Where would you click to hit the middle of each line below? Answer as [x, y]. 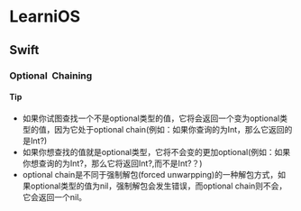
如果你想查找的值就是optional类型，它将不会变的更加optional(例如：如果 [156, 151]
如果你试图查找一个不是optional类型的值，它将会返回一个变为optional [151, 118]
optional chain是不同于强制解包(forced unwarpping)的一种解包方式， [150, 174]
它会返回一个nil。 [55, 197]
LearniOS [45, 17]
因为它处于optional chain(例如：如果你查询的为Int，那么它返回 [169, 129]
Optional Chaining [51, 76]
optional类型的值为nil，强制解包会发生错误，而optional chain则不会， [159, 186]
